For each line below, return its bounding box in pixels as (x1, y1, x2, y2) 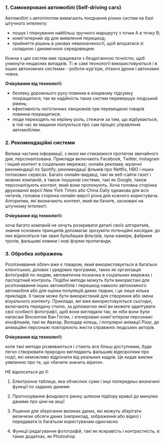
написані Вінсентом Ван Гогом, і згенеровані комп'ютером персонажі (5, 314, 153, 320)
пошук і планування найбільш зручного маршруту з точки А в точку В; (12, 30, 161, 36)
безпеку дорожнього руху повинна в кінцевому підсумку (12, 90, 133, 96)
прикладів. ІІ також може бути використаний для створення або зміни (5, 293, 154, 299)
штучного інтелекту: (5, 20, 48, 26)
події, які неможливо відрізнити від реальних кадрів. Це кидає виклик (5, 354, 153, 360)
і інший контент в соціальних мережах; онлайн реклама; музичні (5, 161, 142, 167)
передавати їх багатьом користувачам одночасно (12, 418, 118, 424)
